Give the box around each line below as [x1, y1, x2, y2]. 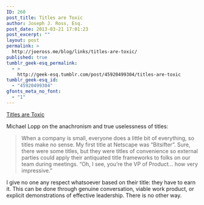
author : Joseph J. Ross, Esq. [6, 20, 83, 26]
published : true [6, 54, 47, 60]
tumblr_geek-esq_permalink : [6, 60, 78, 66]
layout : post [6, 37, 40, 43]
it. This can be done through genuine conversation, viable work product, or [6, 185, 194, 192]
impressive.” [21, 167, 53, 174]
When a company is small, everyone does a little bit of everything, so [21, 134, 195, 142]
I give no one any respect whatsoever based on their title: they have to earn [6, 178, 196, 186]
